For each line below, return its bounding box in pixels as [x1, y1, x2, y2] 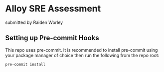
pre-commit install [5, 62, 46, 67]
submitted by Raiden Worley [5, 19, 63, 25]
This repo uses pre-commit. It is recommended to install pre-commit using [5, 47, 158, 53]
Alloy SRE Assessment [5, 3, 101, 14]
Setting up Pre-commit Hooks [5, 34, 99, 42]
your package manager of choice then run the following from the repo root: [5, 52, 160, 58]
